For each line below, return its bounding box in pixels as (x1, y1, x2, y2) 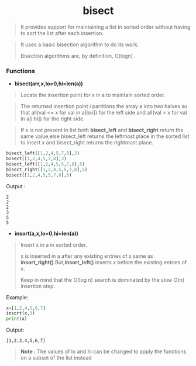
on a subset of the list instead (20, 354, 92, 361)
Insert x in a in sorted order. (20, 241, 87, 248)
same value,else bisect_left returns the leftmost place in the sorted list (20, 133, 190, 140)
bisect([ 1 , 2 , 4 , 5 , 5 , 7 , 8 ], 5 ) (6, 172, 72, 178)
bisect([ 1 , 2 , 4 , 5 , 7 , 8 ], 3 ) (6, 156, 67, 162)
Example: (6, 294, 29, 301)
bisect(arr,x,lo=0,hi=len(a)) (14, 80, 83, 87)
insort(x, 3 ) (6, 310, 35, 316)
